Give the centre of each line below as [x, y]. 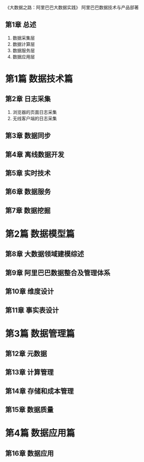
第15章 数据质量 [29, 410]
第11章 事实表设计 [32, 310]
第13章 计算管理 [29, 372]
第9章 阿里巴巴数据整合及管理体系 [58, 273]
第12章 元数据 [26, 354]
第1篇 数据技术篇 [39, 79]
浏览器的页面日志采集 [34, 112]
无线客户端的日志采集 [34, 118]
